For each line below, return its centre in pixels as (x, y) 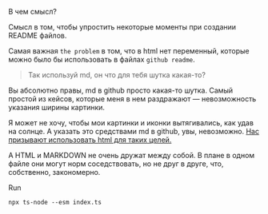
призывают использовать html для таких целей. (90, 140)
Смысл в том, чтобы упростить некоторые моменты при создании (122, 27)
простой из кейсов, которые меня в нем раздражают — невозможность (132, 99)
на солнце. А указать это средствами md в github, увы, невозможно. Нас (134, 131)
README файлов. (38, 36)
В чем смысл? (33, 12)
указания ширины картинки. (57, 107)
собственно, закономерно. (54, 172)
